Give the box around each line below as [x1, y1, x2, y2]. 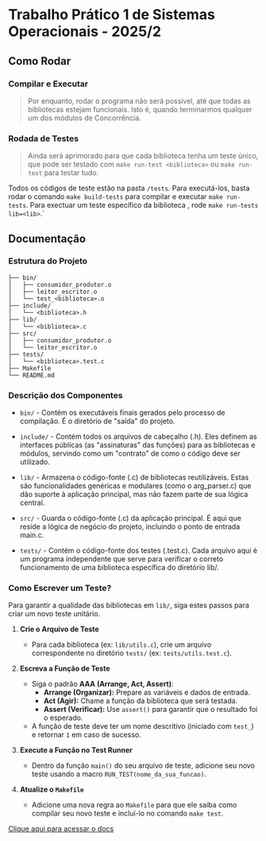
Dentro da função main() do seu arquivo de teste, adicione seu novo [31, 761, 256, 770]
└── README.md [8, 371, 56, 379]
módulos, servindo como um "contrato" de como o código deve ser [19, 448, 241, 459]
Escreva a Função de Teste [19, 663, 110, 674]
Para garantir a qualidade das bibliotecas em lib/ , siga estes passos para [8, 600, 250, 610]
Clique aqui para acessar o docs [8, 824, 114, 834]
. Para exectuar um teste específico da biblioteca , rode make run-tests [25, 201, 259, 210]
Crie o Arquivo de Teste [19, 624, 99, 634]
